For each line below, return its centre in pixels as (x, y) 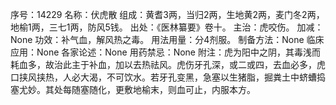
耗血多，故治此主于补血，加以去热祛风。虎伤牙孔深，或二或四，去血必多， (163, 64)
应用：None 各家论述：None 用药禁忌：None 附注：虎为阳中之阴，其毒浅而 (165, 52)
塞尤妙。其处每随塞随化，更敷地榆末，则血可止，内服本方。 (133, 89)
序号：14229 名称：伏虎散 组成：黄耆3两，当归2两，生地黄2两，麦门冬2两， (167, 14)
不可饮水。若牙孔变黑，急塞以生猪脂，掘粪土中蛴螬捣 (216, 77)
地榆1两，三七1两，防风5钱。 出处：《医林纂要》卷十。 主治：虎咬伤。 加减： (167, 27)
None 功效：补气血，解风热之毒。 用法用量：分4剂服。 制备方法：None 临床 (167, 39)
